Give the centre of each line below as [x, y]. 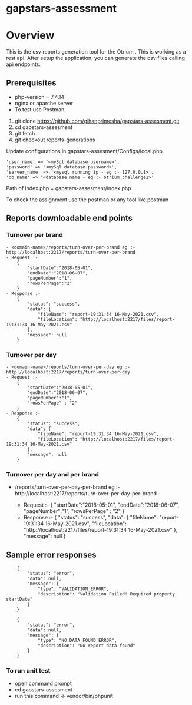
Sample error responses [51, 555]
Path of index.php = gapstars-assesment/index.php [69, 188]
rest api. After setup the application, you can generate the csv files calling [96, 58]
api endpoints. [24, 64]
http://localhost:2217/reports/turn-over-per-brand [71, 252]
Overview [30, 36]
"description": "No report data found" [86, 646]
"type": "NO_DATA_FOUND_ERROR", [77, 641]
